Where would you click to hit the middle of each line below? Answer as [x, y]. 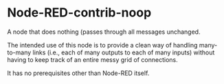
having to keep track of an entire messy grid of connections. [92, 59]
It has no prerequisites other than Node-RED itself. [78, 73]
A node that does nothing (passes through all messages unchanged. [104, 32]
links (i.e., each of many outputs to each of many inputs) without [124, 52]
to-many [19, 52]
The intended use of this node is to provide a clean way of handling [102, 45]
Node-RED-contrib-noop [79, 13]
